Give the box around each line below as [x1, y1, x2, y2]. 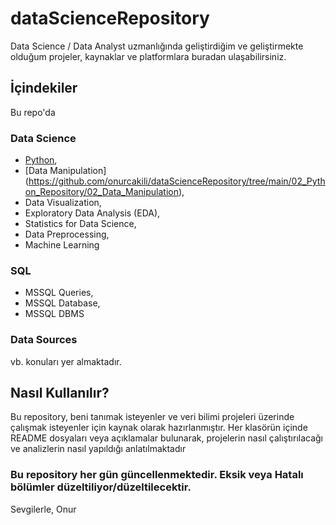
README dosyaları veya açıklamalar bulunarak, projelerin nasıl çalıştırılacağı [10, 432, 324, 444]
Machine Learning [24, 239, 100, 251]
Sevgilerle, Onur [10, 503, 77, 515]
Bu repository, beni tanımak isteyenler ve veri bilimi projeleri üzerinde [10, 411, 295, 423]
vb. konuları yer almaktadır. [10, 355, 122, 367]
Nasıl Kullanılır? [10, 385, 110, 402]
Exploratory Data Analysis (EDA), [24, 207, 161, 219]
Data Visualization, [24, 197, 102, 209]
